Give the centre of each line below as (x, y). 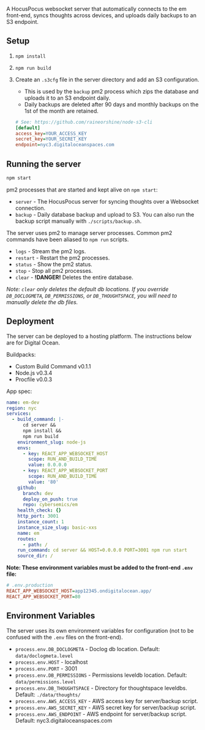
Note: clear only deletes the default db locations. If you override (88, 289)
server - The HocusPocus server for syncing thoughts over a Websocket (107, 201)
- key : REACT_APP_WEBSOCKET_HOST (65, 453)
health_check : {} (39, 510)
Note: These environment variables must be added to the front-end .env (100, 568)
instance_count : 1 (41, 522)
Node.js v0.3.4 (34, 373)
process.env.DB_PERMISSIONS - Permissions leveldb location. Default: (101, 675)
